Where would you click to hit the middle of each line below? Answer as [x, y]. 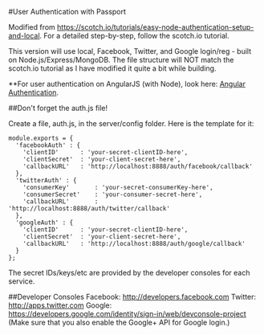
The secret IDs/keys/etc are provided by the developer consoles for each [129, 273]
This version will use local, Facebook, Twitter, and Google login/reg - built [130, 51]
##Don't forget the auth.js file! [58, 108]
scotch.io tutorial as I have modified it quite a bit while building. [112, 68]
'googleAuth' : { [45, 223]
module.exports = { [41, 138]
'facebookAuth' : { [48, 145]
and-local [24, 36]
